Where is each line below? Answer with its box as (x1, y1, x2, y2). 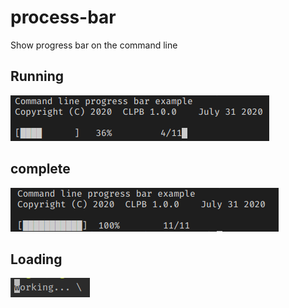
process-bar (10, 6, 117, 29)
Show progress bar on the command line (10, 39, 178, 51)
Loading (10, 251, 63, 268)
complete (10, 161, 71, 178)
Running (10, 68, 65, 85)
